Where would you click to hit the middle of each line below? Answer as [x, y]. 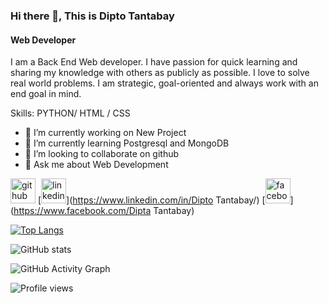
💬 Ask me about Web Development [96, 165]
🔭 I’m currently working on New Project [105, 133]
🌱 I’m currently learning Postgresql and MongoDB [127, 143]
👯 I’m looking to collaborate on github [102, 154]
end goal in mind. [46, 94]
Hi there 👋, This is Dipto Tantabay [92, 16]
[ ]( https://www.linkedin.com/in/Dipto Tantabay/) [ [151, 200]
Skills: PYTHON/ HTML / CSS [70, 113]
